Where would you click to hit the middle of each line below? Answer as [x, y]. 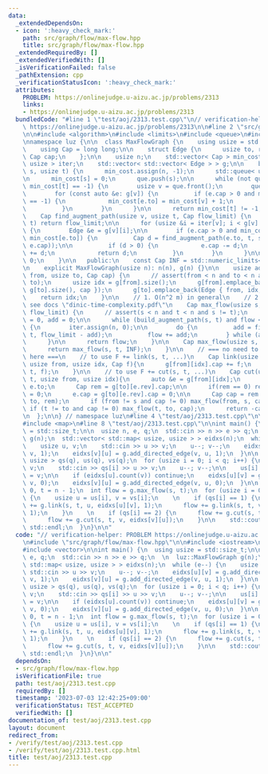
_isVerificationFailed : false [65, 68]
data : [17, 16]
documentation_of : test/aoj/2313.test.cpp [80, 721]
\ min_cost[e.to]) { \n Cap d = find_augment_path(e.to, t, [139, 239]
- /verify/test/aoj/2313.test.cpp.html [75, 750]
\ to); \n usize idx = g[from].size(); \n [100, 283]
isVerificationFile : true [59, 676]
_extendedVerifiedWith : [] [60, 61]
